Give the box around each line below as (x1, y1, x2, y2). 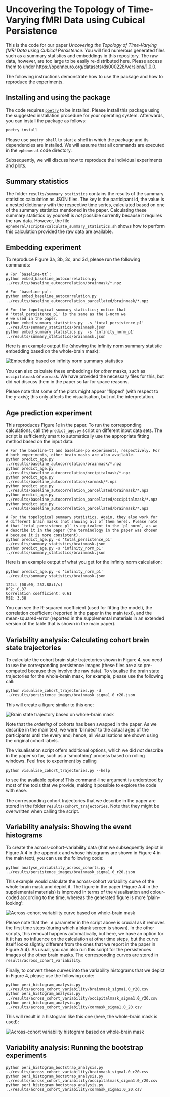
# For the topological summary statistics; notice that (6, 307, 126, 313)
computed (6, 668, 27, 674)
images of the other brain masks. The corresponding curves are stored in (6, 952, 158, 958)
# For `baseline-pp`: (6, 289, 52, 295)
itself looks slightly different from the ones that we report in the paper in (6, 941, 156, 947)
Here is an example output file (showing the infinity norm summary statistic (6, 343, 162, 349)
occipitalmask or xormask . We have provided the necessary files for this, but (6, 373, 164, 379)
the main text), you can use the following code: (6, 855, 104, 861)
